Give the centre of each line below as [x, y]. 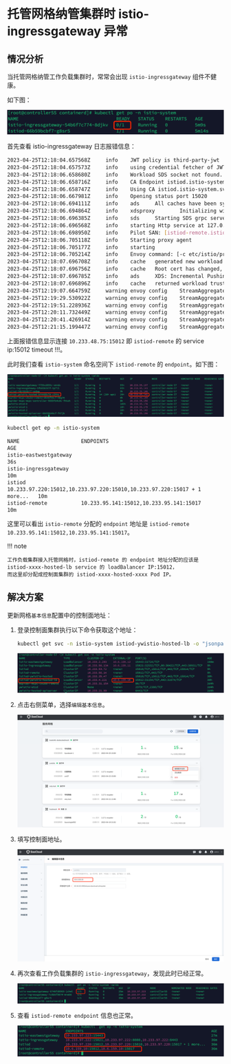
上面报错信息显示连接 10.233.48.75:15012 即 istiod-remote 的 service [106, 341]
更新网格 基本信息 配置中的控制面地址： [59, 615]
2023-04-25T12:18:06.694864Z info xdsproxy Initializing [112, 211]
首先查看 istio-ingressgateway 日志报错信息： [71, 146]
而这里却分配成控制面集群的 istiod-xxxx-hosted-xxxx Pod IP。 [91, 574]
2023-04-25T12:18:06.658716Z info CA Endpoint [86, 182]
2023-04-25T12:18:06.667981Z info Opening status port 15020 [107, 197]
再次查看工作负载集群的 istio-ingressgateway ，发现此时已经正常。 [112, 973]
